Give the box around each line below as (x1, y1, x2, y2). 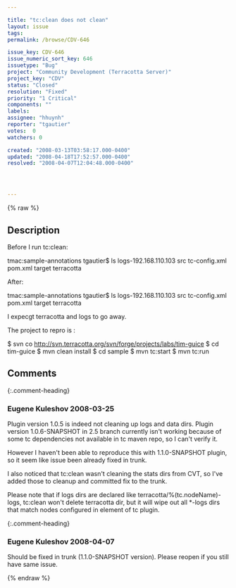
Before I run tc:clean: (7, 242, 68, 251)
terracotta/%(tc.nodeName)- (137, 491, 221, 499)
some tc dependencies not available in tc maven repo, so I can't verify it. (7, 434, 218, 444)
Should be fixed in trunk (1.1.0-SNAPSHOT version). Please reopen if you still (7, 553, 229, 561)
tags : (7, 30, 23, 37)
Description (7, 224, 60, 236)
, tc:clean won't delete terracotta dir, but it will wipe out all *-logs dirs (19, 498, 221, 507)
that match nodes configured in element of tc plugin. (7, 506, 160, 514)
